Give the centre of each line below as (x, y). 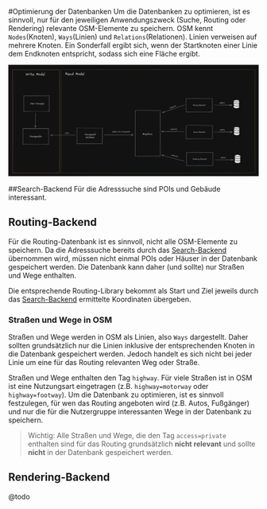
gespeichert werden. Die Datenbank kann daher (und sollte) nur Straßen (126, 266)
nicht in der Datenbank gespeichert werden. (100, 453)
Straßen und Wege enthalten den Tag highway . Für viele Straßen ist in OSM (130, 378)
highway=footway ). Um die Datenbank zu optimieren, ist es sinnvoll (116, 395)
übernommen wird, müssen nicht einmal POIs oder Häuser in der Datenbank (133, 258)
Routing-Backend (53, 222)
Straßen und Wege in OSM (60, 320)
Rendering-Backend (59, 478)
